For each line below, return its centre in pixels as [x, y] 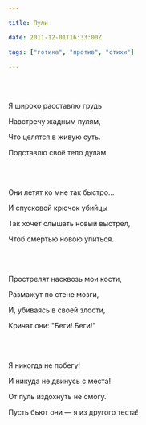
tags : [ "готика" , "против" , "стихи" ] [71, 52]
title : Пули [28, 23]
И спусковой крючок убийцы [58, 208]
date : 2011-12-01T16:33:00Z [55, 37]
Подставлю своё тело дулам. [58, 153]
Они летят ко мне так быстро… [61, 192]
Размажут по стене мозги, [54, 295]
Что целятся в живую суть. [55, 137]
